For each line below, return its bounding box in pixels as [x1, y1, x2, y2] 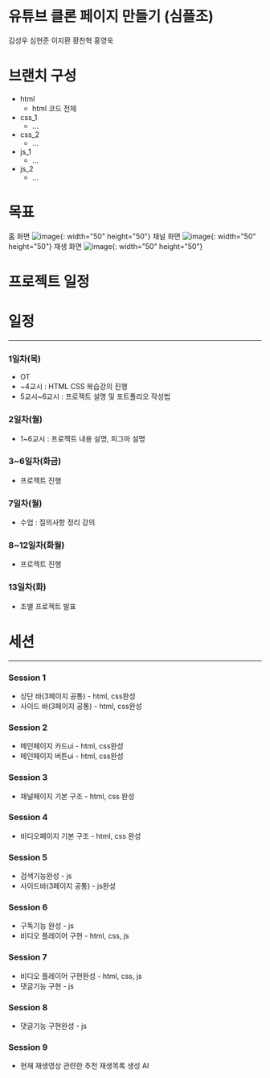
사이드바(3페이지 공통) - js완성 [19, 881, 117, 891]
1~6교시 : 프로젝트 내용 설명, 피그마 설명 [19, 433, 146, 443]
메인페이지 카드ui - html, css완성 [19, 741, 124, 751]
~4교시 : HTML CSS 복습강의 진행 [19, 382, 129, 392]
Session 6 [8, 902, 48, 913]
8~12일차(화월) [8, 540, 65, 551]
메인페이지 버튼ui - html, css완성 [19, 751, 124, 761]
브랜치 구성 [8, 67, 77, 85]
